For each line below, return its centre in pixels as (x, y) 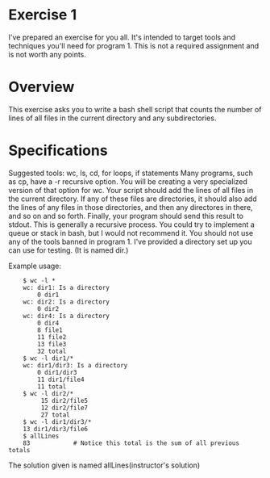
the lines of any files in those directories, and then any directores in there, (131, 207)
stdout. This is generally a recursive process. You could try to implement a (132, 224)
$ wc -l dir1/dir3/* (57, 421)
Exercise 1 (43, 15)
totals (19, 450)
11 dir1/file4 (61, 379)
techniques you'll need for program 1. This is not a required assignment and (134, 45)
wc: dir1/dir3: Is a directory (75, 365)
